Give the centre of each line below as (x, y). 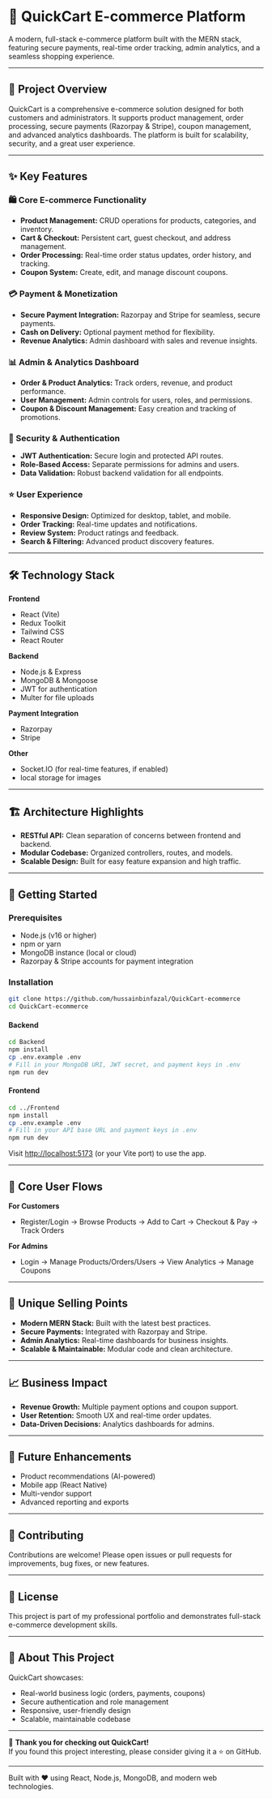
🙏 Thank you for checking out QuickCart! (79, 1742)
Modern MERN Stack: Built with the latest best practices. (115, 1323)
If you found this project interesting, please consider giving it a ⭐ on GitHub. (135, 1751)
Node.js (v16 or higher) (58, 935)
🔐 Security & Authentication (64, 438)
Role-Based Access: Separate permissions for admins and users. (130, 465)
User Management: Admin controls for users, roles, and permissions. (136, 400)
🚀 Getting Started (53, 894)
